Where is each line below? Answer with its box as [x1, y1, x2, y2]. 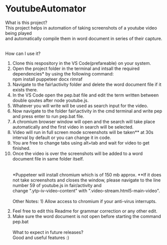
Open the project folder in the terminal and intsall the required [12, 65, 140, 71]
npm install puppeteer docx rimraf [12, 76, 82, 82]
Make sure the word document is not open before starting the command [12, 213, 161, 219]
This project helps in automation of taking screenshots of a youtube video [5, 24, 157, 30]
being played [5, 30, 32, 36]
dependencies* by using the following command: [12, 70, 114, 76]
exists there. [12, 86, 38, 92]
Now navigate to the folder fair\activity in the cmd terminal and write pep [12, 108, 162, 114]
